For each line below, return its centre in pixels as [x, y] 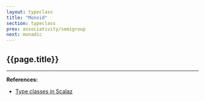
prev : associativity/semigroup [46, 29]
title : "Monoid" [27, 18]
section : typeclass [31, 23]
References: [22, 79]
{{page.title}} [33, 59]
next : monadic [24, 35]
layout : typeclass [30, 12]
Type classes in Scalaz [44, 91]
